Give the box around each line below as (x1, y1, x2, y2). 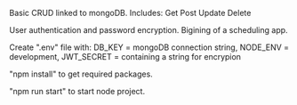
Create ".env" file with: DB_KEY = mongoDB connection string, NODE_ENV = (9, 42, 290, 52)
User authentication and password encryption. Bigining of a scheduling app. (9, 25, 288, 35)
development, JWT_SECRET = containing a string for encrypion (9, 52, 242, 61)
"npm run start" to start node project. (9, 86, 145, 96)
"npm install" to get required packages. (9, 69, 153, 79)
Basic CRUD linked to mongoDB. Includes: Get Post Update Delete (9, 8, 252, 18)
